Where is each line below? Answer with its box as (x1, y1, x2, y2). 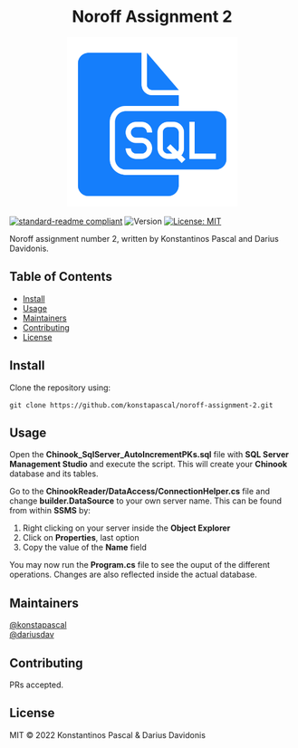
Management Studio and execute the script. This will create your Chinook (9, 459, 288, 470)
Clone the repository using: (9, 382, 111, 393)
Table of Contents (9, 269, 113, 284)
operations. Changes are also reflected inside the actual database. (9, 569, 258, 580)
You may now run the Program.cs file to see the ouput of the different (9, 560, 270, 571)
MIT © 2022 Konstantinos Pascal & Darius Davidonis (9, 729, 207, 740)
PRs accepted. (9, 679, 64, 690)
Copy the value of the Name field (22, 542, 147, 553)
